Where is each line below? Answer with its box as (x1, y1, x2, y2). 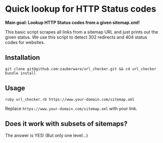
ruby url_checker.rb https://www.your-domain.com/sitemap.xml (5, 97, 135, 102)
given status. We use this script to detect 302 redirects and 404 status (5, 34, 148, 40)
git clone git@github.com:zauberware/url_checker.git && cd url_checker (5, 66, 157, 71)
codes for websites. (5, 39, 45, 45)
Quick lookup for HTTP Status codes (5, 3, 157, 15)
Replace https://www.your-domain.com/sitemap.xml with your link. (5, 105, 138, 111)
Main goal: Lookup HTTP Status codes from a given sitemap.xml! (5, 20, 140, 25)
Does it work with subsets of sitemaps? (5, 120, 128, 128)
